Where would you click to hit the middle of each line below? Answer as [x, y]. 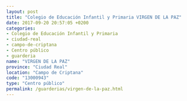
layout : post [22, 12]
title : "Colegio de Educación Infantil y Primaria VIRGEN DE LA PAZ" [94, 17]
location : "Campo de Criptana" [45, 72]
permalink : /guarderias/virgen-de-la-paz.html [65, 89]
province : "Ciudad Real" [37, 67]
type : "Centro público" [36, 84]
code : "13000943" [28, 78]
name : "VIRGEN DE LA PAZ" [38, 61]
